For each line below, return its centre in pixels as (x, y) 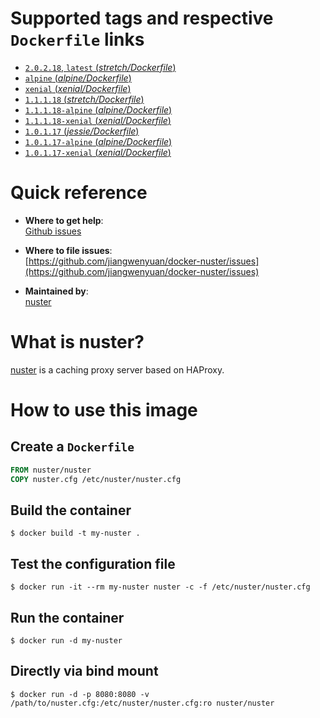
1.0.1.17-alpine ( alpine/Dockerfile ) (98, 141)
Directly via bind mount (84, 671)
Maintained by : (56, 291)
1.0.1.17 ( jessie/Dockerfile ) (82, 131)
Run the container (67, 617)
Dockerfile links (77, 39)
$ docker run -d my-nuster (66, 641)
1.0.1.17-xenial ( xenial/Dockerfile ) (98, 152)
